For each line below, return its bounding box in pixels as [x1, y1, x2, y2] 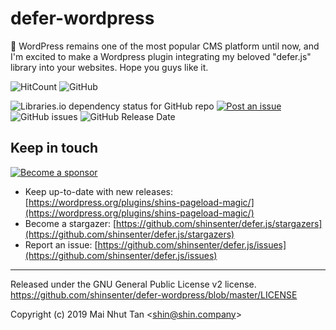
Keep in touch [10, 140, 99, 157]
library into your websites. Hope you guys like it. [10, 61, 209, 73]
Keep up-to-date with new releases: [24, 185, 173, 197]
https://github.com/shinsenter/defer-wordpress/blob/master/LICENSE [10, 288, 298, 301]
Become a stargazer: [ [24, 217, 117, 229]
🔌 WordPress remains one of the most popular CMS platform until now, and [10, 40, 320, 52]
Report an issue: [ [24, 238, 98, 251]
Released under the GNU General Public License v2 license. [10, 278, 257, 290]
